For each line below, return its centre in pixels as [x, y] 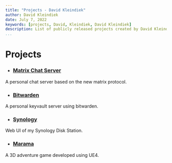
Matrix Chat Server [37, 71]
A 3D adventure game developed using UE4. [52, 155]
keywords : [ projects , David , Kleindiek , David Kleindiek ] [68, 24]
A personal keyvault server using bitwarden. [52, 106]
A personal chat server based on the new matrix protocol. [66, 81]
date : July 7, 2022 [26, 19]
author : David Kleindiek [32, 15]
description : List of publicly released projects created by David [79, 29]
